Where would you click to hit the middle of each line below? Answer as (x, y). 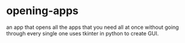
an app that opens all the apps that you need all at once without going (92, 27)
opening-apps (42, 11)
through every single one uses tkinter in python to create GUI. (83, 33)
